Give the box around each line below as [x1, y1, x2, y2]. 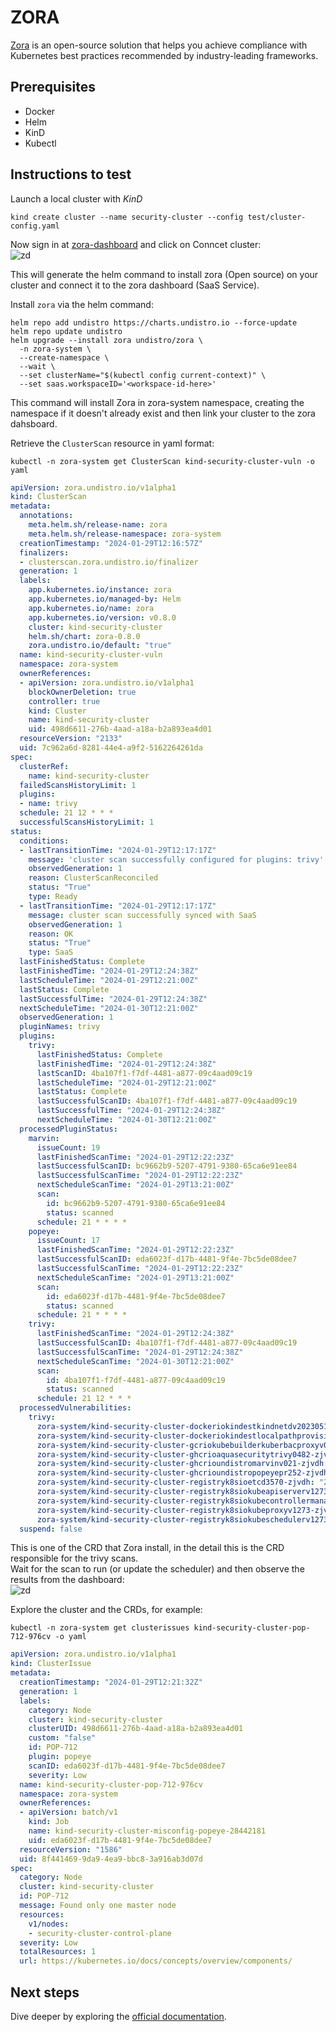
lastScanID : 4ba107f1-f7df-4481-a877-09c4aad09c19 [36, 1068, 253, 1078]
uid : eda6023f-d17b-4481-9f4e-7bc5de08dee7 [28, 1835, 213, 1845]
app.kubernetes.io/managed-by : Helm [28, 594, 182, 605]
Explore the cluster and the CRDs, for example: [10, 1604, 203, 1616]
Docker [24, 105, 56, 117]
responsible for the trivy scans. [10, 1552, 139, 1565]
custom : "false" [28, 1733, 97, 1743]
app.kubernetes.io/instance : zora [28, 585, 172, 595]
